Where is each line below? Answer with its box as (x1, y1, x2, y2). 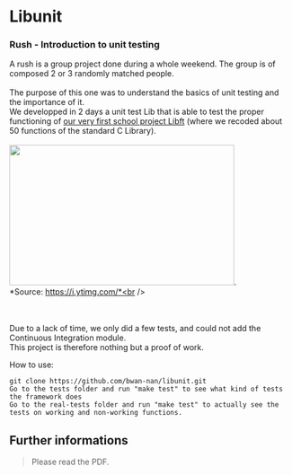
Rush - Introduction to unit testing (9, 39, 160, 51)
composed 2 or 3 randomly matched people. (9, 68, 175, 79)
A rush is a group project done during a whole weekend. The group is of (9, 58, 276, 69)
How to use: (9, 359, 54, 370)
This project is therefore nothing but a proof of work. (9, 342, 205, 353)
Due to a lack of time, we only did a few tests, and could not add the (9, 323, 261, 334)
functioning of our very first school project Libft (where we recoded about (9, 116, 283, 127)
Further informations (9, 433, 128, 448)
